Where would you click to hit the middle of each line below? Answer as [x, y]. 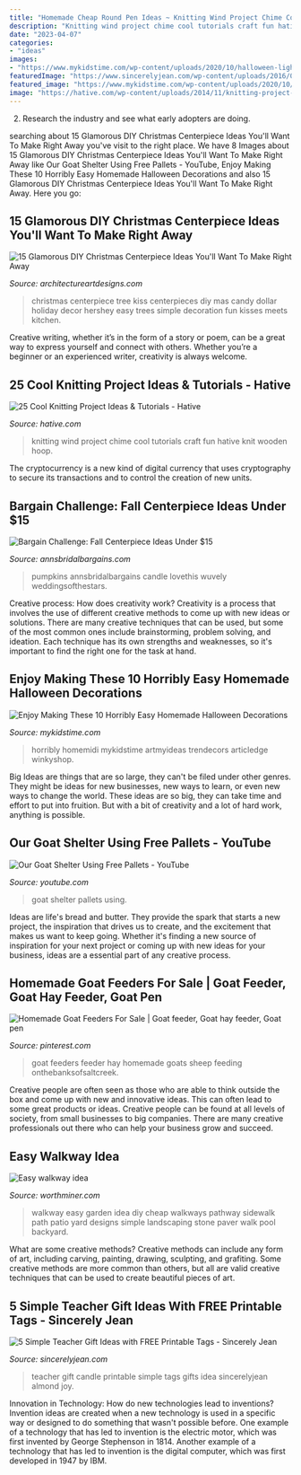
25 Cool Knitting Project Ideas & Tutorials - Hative [150, 385]
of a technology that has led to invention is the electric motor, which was [143, 1432]
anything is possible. [47, 814]
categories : [31, 43]
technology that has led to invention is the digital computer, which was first [148, 1451]
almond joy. [52, 1386]
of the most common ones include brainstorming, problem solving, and [140, 632]
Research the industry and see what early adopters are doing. [136, 119]
